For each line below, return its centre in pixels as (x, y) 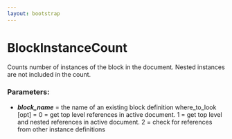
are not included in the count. (49, 74)
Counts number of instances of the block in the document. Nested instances (116, 67)
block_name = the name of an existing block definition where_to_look (117, 107)
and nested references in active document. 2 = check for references (115, 122)
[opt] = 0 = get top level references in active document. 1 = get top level (120, 114)
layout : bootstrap (34, 13)
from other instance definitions (61, 129)
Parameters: (28, 92)
